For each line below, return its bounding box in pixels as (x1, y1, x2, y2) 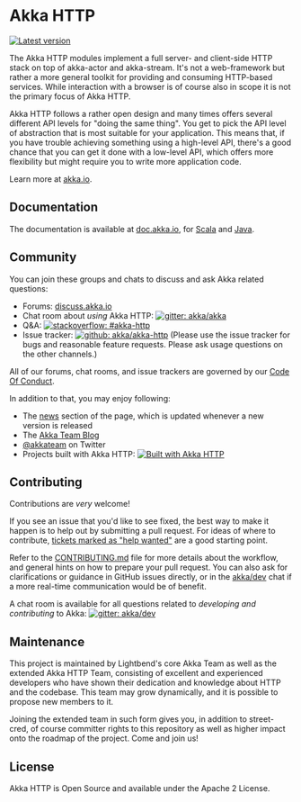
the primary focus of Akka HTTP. (9, 91, 131, 102)
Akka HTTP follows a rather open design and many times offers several (9, 108, 273, 119)
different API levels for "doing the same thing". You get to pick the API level (9, 118, 287, 129)
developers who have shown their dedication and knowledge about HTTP (9, 677, 281, 689)
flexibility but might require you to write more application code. (9, 156, 242, 167)
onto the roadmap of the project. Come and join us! (9, 733, 199, 743)
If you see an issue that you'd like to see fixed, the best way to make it (9, 516, 270, 527)
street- (248, 714, 274, 725)
